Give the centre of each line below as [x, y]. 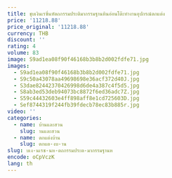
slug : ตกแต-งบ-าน [43, 144]
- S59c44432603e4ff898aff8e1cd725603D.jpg [77, 99]
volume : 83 [23, 53]
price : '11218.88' [34, 20]
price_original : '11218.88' [48, 27]
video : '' [22, 111]
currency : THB [28, 33]
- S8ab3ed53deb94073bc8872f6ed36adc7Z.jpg [77, 92]
